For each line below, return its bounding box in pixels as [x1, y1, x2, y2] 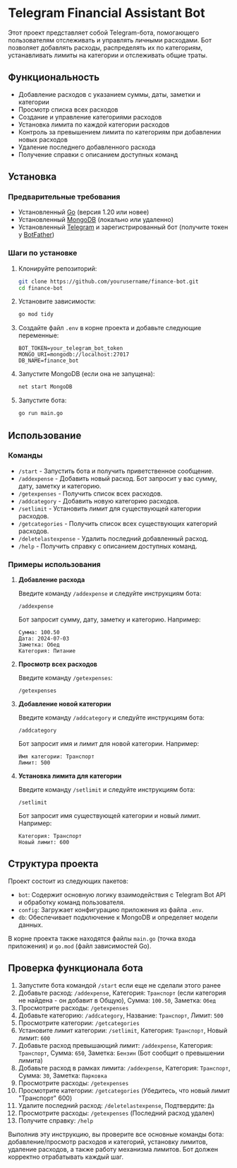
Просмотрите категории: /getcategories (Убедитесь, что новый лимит [18, 1086, 230, 1094]
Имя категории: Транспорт [18, 753, 95, 761]
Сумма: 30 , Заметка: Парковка [18, 1071, 108, 1080]
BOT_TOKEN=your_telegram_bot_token [18, 345, 123, 352]
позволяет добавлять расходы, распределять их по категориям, [8, 43, 203, 52]
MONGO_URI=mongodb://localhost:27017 [18, 351, 130, 358]
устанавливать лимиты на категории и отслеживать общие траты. [8, 51, 207, 59]
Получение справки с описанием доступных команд [18, 150, 178, 158]
